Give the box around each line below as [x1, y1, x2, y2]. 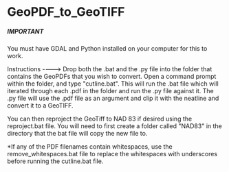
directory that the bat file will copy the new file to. [7, 130, 148, 138]
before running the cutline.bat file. [7, 157, 104, 165]
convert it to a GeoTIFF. [7, 101, 74, 110]
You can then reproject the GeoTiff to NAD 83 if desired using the [7, 114, 193, 123]
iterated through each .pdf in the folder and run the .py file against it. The [7, 87, 215, 95]
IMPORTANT [7, 27, 44, 35]
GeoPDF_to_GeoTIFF [7, 4, 125, 20]
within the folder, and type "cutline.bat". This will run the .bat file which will [7, 79, 219, 88]
